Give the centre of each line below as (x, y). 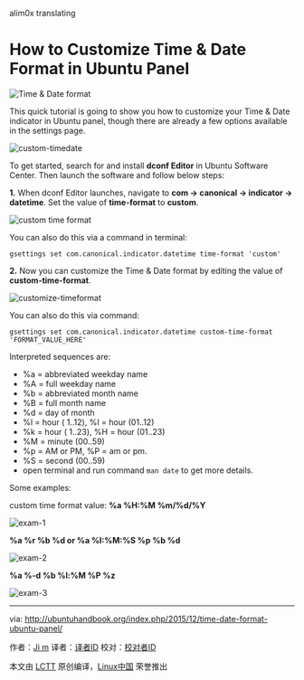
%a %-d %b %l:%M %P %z (62, 575)
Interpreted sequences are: (60, 356)
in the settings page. (47, 130)
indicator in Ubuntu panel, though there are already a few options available (148, 120)
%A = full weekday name (69, 383)
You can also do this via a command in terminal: (99, 237)
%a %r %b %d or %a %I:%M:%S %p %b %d (95, 540)
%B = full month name (64, 402)
